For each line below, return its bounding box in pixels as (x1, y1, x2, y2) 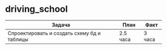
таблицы (7, 36, 28, 43)
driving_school (5, 3, 68, 15)
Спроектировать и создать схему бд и (7, 30, 101, 37)
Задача (52, 21, 71, 28)
